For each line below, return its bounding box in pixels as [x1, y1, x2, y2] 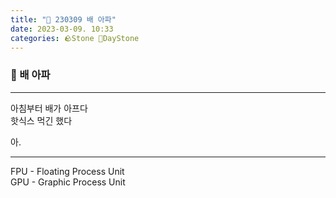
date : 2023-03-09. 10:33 [10, 24, 114, 34]
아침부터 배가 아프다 [10, 102, 88, 114]
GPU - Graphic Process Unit [10, 176, 126, 188]
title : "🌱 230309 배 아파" [10, 14, 117, 25]
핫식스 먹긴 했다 [10, 114, 73, 126]
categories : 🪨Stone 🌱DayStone [10, 33, 140, 43]
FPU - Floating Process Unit [10, 165, 125, 177]
